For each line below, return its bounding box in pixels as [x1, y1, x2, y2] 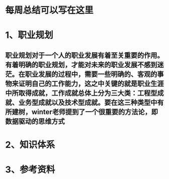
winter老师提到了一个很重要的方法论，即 [31, 108, 158, 116]
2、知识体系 [5, 139, 55, 150]
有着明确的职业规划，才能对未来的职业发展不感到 [5, 60, 157, 69]
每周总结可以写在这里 [5, 5, 94, 16]
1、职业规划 [5, 30, 54, 41]
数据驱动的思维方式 [5, 117, 65, 126]
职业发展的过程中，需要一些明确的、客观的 [25, 70, 157, 78]
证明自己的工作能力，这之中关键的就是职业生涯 [18, 79, 164, 88]
